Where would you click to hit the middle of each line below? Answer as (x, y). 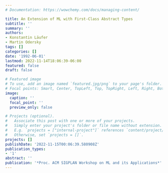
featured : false (22, 66)
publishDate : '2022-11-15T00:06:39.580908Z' (52, 144)
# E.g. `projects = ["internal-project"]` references (64, 130)
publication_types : (25, 149)
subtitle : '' (19, 24)
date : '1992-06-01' (25, 56)
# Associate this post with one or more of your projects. (70, 121)
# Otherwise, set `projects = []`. (44, 135)
